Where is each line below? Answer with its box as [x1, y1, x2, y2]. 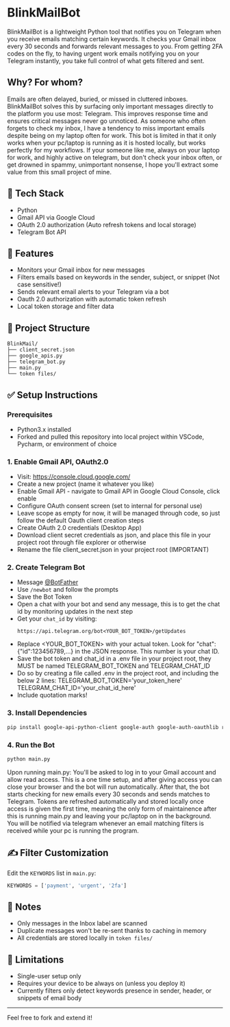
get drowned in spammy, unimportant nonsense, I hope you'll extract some [7, 160, 219, 169]
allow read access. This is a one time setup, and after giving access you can [7, 775, 222, 783]
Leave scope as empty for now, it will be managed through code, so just [16, 509, 220, 518]
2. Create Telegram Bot [7, 563, 86, 573]
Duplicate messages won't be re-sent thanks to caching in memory [16, 927, 207, 935]
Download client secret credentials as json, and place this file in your [16, 531, 211, 540]
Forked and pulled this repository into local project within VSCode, [16, 432, 204, 441]
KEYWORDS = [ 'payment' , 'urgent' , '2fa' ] [7, 882, 127, 889]
